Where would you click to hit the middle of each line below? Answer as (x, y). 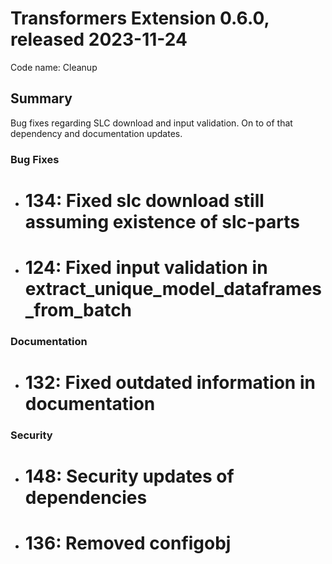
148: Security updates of (129, 476)
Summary (41, 98)
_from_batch (78, 310)
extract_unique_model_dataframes (173, 289)
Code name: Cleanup (54, 67)
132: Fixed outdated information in (170, 383)
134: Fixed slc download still (144, 200)
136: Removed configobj (128, 543)
